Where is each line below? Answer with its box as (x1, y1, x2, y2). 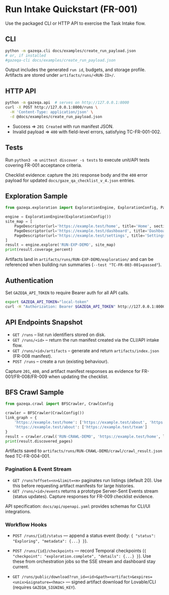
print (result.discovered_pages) (5, 439, 73, 444)
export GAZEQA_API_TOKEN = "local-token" (5, 299, 89, 304)
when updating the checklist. (48, 373, 109, 380)
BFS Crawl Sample (5, 388, 64, 397)
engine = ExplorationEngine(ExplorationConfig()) (5, 214, 112, 220)
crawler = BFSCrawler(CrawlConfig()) (5, 410, 84, 416)
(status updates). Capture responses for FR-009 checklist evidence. (12, 493, 154, 499)
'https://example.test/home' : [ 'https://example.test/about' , (14, 420, 147, 425)
